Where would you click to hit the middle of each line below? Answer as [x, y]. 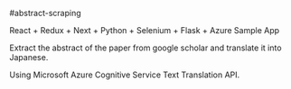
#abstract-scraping [45, 13]
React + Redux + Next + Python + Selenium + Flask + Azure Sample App [145, 30]
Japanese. [29, 57]
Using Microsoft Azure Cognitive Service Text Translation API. [125, 75]
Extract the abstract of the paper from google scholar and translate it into [145, 48]
